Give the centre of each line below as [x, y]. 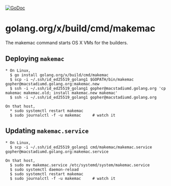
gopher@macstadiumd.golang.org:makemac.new [52, 84]
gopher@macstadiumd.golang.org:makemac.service [57, 152]
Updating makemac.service [47, 131]
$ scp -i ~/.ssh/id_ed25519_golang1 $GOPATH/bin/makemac [72, 79]
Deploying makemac [35, 59]
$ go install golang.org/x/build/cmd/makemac [59, 75]
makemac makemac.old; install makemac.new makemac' [61, 93]
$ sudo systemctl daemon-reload [45, 169]
